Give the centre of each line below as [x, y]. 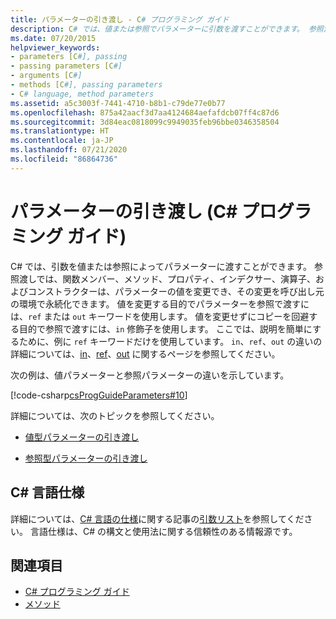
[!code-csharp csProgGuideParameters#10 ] [99, 395]
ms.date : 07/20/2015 [53, 38]
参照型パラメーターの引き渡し [86, 458]
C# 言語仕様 [47, 492]
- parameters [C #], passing [69, 57]
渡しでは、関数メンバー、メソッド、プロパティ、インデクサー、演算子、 [167, 278]
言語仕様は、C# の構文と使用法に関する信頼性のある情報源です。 [163, 531]
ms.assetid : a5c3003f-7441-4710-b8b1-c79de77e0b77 [118, 103]
